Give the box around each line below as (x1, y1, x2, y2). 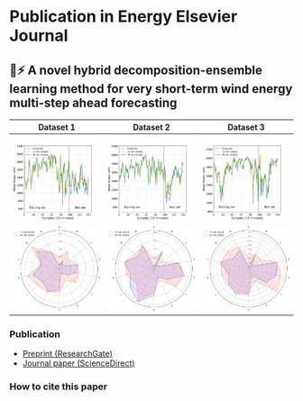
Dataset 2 (133, 122, 170, 132)
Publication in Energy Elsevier (9, 6, 238, 27)
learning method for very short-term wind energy (9, 81, 293, 96)
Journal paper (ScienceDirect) (22, 358, 135, 369)
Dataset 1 (38, 122, 76, 132)
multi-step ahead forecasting (9, 95, 178, 110)
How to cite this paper (9, 380, 108, 393)
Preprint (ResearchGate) (22, 348, 113, 359)
